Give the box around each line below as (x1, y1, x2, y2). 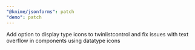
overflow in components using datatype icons (6, 37, 121, 44)
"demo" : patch (6, 14, 42, 20)
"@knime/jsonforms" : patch (6, 8, 74, 15)
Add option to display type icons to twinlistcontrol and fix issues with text (6, 30, 189, 37)
